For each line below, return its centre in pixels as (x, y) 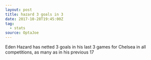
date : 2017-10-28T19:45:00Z (34, 19)
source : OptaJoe (22, 33)
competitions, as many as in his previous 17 (50, 52)
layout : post (19, 10)
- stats (18, 28)
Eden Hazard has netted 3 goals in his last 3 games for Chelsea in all (75, 47)
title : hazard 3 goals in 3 (34, 14)
